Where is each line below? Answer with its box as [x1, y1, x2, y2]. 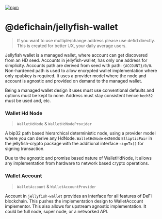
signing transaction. [5, 146, 45, 152]
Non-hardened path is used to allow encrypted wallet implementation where [5, 67, 157, 73]
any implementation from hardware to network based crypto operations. [5, 160, 149, 166]
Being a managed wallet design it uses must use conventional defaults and [5, 87, 154, 93]
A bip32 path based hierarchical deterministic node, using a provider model [5, 130, 156, 136]
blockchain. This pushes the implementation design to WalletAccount [5, 198, 143, 204]
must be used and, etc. [5, 98, 51, 103]
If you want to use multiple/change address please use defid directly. [16, 37, 155, 43]
